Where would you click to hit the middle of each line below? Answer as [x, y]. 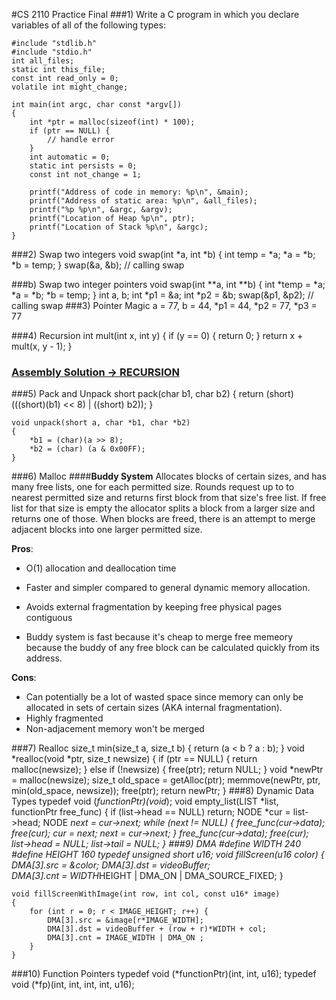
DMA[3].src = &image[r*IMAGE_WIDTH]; [125, 920]
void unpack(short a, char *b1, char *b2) [101, 423]
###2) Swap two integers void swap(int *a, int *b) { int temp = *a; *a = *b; [163, 254]
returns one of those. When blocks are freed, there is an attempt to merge [163, 519]
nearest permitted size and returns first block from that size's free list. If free [169, 498]
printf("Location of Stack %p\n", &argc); [119, 227]
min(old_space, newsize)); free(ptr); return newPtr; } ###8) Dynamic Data [163, 791]
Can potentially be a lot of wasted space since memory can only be [164, 697]
